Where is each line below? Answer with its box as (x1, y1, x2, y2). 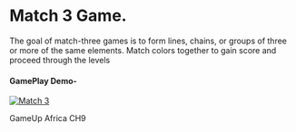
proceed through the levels (9, 54, 111, 65)
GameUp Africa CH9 (9, 113, 86, 124)
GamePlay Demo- (9, 75, 77, 86)
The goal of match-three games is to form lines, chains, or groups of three (9, 35, 288, 46)
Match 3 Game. (9, 5, 127, 26)
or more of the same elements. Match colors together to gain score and (9, 44, 277, 55)
